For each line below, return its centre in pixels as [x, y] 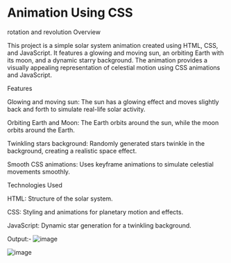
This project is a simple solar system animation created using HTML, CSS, [113, 45]
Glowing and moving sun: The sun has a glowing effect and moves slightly [113, 101]
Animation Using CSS [70, 13]
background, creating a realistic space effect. [72, 151]
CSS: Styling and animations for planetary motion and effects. [95, 212]
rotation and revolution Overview [54, 32]
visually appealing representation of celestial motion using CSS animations [114, 67]
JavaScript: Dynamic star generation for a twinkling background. [100, 225]
